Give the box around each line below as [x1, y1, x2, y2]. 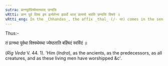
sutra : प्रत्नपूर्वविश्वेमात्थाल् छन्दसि [5, 7, 57, 12]
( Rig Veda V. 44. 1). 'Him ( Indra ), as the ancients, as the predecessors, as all [5, 50, 162, 56]
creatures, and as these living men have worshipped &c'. [5, 55, 122, 61]
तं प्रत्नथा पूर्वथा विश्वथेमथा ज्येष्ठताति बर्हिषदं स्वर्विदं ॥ [5, 40, 87, 46]
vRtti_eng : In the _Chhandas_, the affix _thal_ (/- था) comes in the [5, 16, 154, 21]
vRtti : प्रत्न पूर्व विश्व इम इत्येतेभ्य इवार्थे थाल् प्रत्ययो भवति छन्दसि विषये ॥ [5, 12, 120, 17]
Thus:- [5, 30, 19, 36]
